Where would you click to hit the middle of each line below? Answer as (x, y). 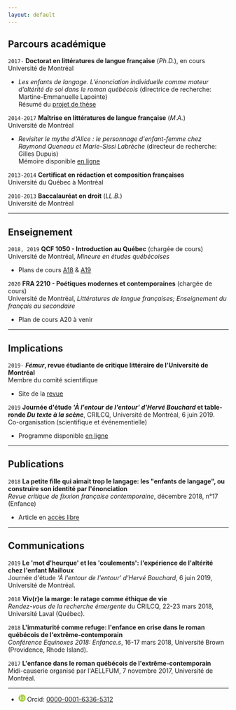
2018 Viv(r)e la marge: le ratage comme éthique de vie (88, 598)
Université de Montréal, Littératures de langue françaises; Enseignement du (117, 299)
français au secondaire (42, 306)
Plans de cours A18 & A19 (55, 270)
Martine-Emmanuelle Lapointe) (63, 97)
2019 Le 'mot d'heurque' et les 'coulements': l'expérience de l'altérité (111, 563)
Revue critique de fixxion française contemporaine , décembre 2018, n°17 (113, 496)
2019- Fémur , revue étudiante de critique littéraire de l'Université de (108, 366)
